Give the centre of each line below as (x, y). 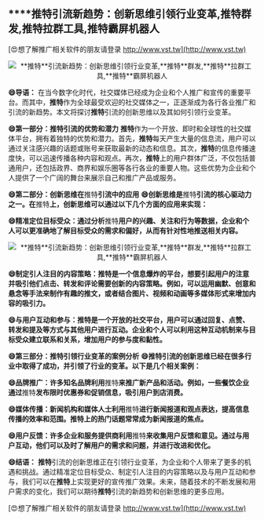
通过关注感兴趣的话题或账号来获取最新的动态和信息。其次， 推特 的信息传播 (128, 148)
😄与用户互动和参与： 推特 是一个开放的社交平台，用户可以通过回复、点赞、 (129, 319)
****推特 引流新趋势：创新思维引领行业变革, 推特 (125, 14)
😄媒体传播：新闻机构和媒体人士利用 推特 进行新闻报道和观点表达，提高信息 (129, 409)
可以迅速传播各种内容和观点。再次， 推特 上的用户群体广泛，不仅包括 (139, 158)
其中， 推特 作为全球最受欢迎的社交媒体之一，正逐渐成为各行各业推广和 (142, 102)
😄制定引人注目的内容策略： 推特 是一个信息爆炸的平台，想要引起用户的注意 (129, 274)
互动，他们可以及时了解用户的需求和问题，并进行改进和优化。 (114, 445)
